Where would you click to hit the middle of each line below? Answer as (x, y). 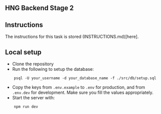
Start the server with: (33, 98)
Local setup (23, 52)
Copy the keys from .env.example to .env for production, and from (79, 87)
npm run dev (26, 107)
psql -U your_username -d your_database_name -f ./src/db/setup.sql (85, 78)
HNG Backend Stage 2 (40, 8)
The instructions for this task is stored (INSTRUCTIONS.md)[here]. (72, 37)
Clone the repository (33, 64)
